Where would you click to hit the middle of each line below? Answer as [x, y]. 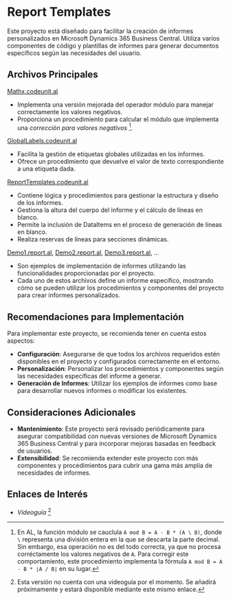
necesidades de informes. [54, 473]
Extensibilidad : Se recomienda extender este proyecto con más [108, 458]
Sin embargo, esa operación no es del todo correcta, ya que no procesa [119, 546]
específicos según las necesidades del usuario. [75, 53]
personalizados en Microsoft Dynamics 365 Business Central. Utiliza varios [113, 38]
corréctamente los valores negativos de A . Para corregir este [103, 554]
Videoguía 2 [34, 511]
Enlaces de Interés [47, 494]
